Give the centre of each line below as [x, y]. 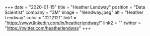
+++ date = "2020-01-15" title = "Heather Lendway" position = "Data [75, 7]
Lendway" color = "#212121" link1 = [41, 18]
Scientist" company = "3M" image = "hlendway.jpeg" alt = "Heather [74, 12]
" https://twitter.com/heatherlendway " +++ [48, 28]
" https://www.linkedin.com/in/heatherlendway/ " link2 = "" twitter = [73, 23]
